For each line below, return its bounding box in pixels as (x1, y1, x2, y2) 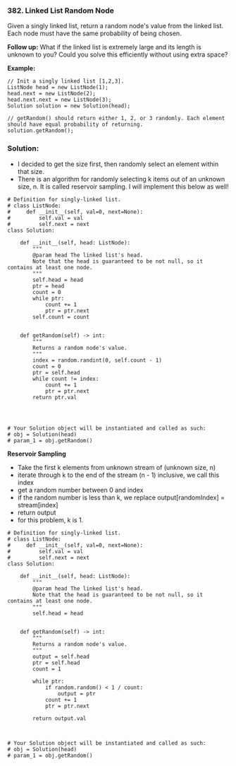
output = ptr (57, 690, 97, 697)
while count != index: (32, 375, 99, 382)
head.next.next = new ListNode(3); (7, 96, 112, 104)
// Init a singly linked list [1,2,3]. (7, 78, 125, 85)
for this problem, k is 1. (17, 515, 84, 524)
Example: (7, 64, 36, 73)
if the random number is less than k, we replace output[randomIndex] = (17, 493, 225, 502)
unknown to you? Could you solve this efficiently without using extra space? (7, 50, 228, 59)
